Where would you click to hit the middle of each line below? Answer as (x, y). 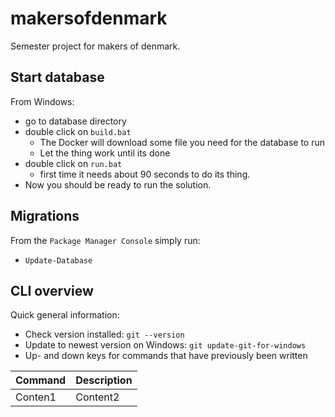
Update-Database (58, 260)
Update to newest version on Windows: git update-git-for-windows (165, 345)
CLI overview (52, 290)
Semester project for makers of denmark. (95, 46)
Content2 (97, 397)
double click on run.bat (73, 163)
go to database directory (75, 121)
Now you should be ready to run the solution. (118, 184)
